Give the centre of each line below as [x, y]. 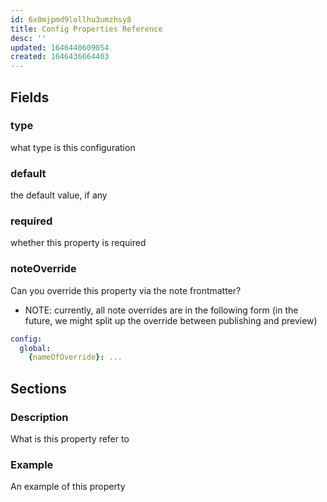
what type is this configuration [73, 147]
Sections [38, 388]
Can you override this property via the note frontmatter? [126, 290]
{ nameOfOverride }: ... [75, 357]
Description [39, 417]
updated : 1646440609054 [60, 47]
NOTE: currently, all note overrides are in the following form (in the [161, 310]
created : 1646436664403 [60, 57]
